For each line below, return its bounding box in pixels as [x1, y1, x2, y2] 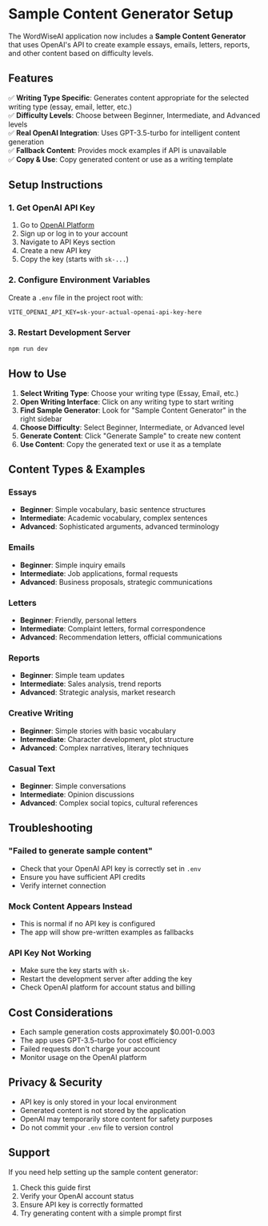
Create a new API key [19, 246, 91, 256]
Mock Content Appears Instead [8, 901, 133, 912]
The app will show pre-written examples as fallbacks [19, 927, 194, 937]
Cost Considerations [8, 1006, 114, 1019]
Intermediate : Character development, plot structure [19, 734, 194, 744]
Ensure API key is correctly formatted [19, 1200, 143, 1209]
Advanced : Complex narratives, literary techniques [19, 743, 190, 752]
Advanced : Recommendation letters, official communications [19, 632, 222, 642]
